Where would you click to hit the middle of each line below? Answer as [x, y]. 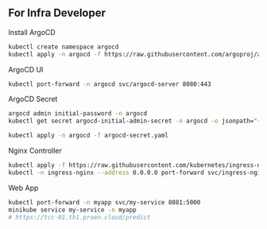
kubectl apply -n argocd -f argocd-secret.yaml [89, 136]
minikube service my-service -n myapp [72, 210]
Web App [23, 188]
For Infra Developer [57, 13]
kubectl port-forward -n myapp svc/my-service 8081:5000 [104, 202]
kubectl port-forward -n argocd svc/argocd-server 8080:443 [110, 84]
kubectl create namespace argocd [64, 47]
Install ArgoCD [32, 32]
